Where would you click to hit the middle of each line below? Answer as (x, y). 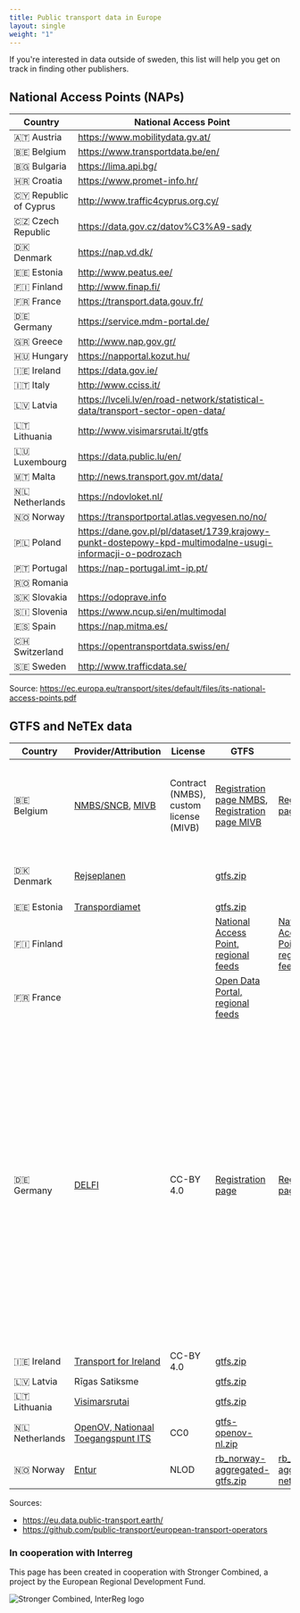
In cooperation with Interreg (71, 1552)
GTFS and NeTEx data (71, 726)
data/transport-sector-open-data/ (152, 411)
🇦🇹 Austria (38, 138)
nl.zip (227, 1444)
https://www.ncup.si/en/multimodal (152, 612)
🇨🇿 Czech (37, 221)
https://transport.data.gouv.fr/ (141, 302)
